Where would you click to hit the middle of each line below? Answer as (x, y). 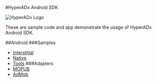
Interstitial (23, 53)
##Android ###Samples (30, 43)
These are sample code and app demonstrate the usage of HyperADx (78, 27)
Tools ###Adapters (33, 63)
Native (19, 58)
